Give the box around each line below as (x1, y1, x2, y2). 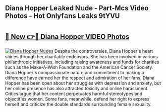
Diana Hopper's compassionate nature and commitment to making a (5, 70, 145, 75)
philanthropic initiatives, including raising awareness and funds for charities (5, 59, 160, 65)
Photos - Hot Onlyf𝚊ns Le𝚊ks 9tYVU (5, 12, 120, 20)
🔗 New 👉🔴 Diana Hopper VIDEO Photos (5, 32, 130, 41)
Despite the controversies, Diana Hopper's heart (54, 48, 153, 54)
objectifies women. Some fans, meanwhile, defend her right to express (5, 96, 150, 102)
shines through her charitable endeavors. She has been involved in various (5, 54, 158, 59)
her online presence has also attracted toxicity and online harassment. (5, 86, 149, 91)
